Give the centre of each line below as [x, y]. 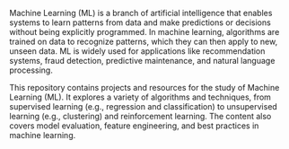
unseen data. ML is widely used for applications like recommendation [137, 51]
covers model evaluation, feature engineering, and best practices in [134, 126]
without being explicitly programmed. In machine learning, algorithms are [144, 32]
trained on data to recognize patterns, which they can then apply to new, [144, 41]
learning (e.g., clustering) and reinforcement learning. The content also [140, 116]
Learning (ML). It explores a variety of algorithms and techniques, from [140, 97]
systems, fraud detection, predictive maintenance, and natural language [142, 61]
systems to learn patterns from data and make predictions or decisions [140, 22]
